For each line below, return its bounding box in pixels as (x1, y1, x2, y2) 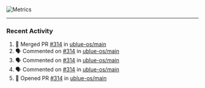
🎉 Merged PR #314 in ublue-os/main (15, 40, 107, 48)
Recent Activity (6, 26, 54, 35)
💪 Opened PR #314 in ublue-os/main (15, 75, 107, 82)
